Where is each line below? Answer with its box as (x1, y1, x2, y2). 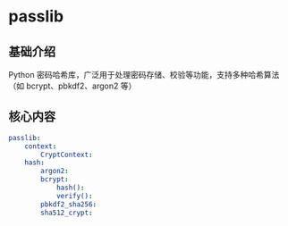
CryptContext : (40, 150, 93, 159)
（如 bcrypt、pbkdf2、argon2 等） (8, 80, 137, 91)
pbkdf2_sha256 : (40, 199, 97, 209)
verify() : (55, 191, 93, 200)
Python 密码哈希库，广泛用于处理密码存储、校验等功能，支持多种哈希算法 (8, 70, 280, 80)
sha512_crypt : (40, 208, 93, 217)
